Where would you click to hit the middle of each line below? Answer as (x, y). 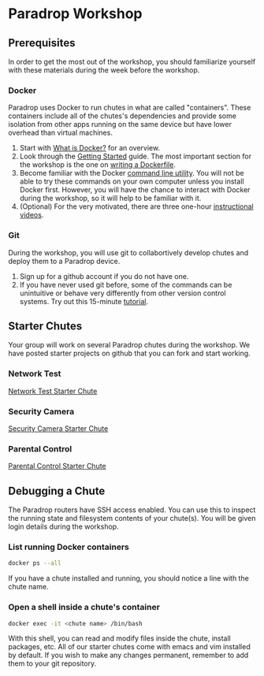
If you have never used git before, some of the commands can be (126, 284)
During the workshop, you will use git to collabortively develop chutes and (128, 252)
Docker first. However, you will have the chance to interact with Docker (135, 190)
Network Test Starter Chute (53, 391)
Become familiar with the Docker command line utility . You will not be (132, 173)
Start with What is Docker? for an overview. (89, 148)
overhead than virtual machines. (60, 133)
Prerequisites (42, 43)
